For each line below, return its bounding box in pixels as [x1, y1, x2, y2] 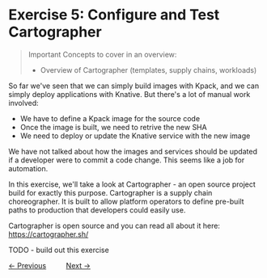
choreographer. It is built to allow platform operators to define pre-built [8, 196, 244, 206]
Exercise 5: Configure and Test [8, 6, 220, 24]
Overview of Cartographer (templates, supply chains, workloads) [40, 65, 257, 74]
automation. [8, 163, 49, 173]
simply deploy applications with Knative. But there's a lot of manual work [8, 89, 251, 99]
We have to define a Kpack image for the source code [19, 113, 201, 123]
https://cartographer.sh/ [8, 229, 89, 239]
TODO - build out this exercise [8, 245, 109, 255]
